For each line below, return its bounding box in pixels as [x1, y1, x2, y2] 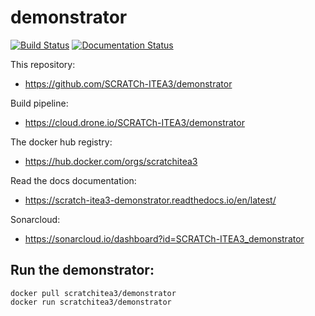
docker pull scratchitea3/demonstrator [10, 288, 177, 298]
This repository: [10, 58, 76, 70]
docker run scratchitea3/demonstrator [10, 297, 172, 307]
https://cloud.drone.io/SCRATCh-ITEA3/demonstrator [24, 116, 245, 128]
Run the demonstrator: [10, 262, 155, 279]
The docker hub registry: [10, 136, 113, 148]
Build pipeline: [10, 97, 69, 109]
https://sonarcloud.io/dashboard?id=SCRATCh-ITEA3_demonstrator [24, 232, 305, 245]
